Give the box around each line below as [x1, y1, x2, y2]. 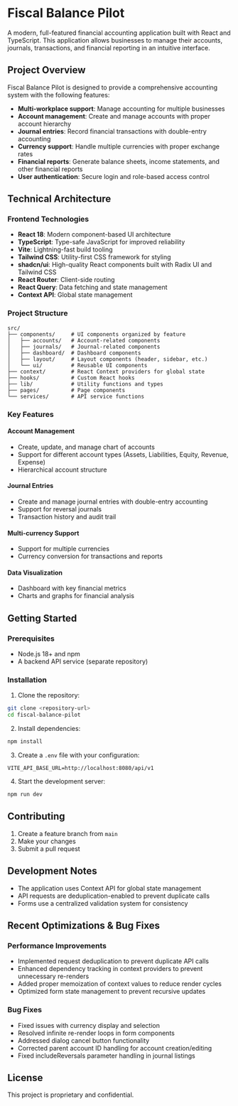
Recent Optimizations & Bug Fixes [7, 919, 160, 931]
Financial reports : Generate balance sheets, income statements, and [17, 157, 220, 166]
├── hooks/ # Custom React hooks [7, 374, 135, 381]
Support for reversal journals [17, 505, 102, 514]
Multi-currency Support [7, 528, 80, 537]
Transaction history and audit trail [17, 513, 117, 521]
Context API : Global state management [17, 291, 133, 299]
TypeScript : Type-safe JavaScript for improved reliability [17, 238, 185, 246]
